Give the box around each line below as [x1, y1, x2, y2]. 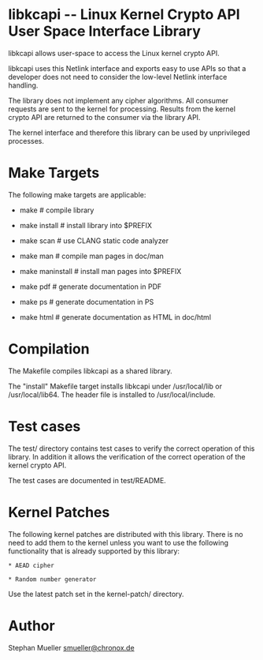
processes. [8, 136, 45, 145]
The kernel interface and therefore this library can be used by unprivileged [8, 128, 250, 137]
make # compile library [19, 205, 94, 215]
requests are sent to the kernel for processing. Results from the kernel [8, 104, 236, 114]
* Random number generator [8, 575, 97, 583]
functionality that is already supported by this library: [8, 546, 180, 556]
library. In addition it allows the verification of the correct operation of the [8, 452, 246, 461]
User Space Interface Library [8, 22, 201, 40]
